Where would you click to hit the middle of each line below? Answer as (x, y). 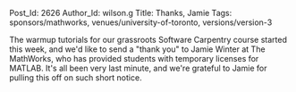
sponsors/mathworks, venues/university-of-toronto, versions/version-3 (141, 22)
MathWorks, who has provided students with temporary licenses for (134, 59)
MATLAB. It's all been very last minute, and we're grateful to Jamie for (138, 68)
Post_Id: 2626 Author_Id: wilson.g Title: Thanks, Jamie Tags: (121, 13)
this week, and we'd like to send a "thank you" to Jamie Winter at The (137, 49)
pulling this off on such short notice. (76, 78)
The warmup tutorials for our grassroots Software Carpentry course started (148, 40)
